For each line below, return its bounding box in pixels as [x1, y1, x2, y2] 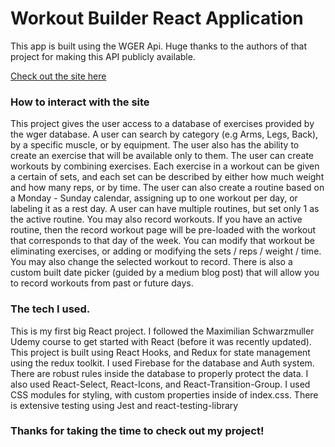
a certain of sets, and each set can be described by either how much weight [10, 171, 325, 183]
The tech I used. [10, 302, 91, 316]
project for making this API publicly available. [10, 50, 196, 62]
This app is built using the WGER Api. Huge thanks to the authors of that [10, 40, 307, 52]
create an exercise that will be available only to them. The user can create [10, 150, 314, 162]
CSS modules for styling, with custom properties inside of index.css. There [10, 388, 319, 401]
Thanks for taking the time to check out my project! [10, 424, 265, 438]
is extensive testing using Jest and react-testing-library [10, 399, 239, 411]
